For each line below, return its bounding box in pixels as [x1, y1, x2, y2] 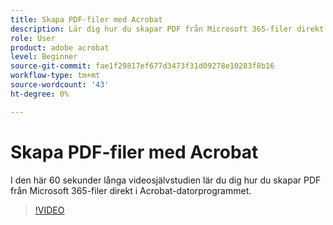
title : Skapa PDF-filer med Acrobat [10, 14, 163, 25]
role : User [10, 33, 56, 43]
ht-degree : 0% [10, 89, 70, 99]
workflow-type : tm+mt [10, 71, 101, 81]
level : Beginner [10, 52, 78, 62]
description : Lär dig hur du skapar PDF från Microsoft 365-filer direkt [10, 24, 325, 34]
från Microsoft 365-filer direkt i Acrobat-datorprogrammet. [10, 184, 252, 196]
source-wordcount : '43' [10, 80, 110, 90]
